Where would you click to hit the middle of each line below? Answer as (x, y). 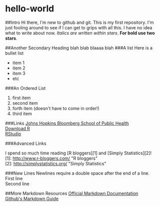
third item (22, 113)
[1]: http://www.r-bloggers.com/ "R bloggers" (51, 158)
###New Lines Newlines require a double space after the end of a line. (78, 173)
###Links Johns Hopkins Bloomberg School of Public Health (67, 123)
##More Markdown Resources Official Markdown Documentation (72, 193)
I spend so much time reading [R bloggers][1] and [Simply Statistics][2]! (79, 153)
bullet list (14, 53)
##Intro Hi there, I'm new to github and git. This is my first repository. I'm (80, 22)
